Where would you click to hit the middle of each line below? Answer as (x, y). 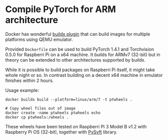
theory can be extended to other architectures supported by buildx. (75, 60)
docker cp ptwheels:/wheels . (37, 117)
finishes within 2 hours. (30, 80)
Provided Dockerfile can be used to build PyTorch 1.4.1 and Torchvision (80, 49)
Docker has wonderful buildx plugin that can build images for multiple (78, 34)
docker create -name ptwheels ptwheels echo (53, 113)
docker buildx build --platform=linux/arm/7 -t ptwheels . (69, 100)
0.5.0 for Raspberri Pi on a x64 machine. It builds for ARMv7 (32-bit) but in (83, 55)
